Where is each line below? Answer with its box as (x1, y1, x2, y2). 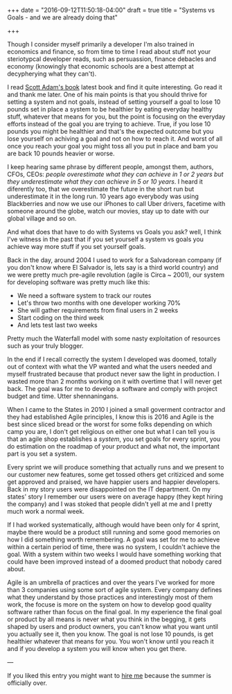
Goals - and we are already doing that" (7, 13, 118, 21)
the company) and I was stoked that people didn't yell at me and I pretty (7, 500, 213, 508)
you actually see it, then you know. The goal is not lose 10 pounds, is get (7, 630, 213, 638)
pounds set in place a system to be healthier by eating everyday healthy (7, 105, 213, 113)
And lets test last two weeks (17, 321, 98, 329)
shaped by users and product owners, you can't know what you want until (7, 623, 218, 630)
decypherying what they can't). (7, 69, 97, 78)
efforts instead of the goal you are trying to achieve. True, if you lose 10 (7, 120, 211, 128)
